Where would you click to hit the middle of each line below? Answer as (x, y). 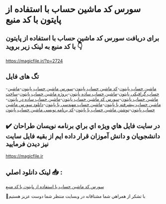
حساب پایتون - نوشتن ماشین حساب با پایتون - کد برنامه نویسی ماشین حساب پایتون (81, 109)
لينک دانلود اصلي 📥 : (34, 172)
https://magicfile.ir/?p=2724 (34, 61)
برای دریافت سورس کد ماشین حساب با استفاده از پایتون (83, 38)
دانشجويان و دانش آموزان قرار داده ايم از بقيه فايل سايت (83, 136)
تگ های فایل (22, 76)
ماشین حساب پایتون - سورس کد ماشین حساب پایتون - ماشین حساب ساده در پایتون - (82, 99)
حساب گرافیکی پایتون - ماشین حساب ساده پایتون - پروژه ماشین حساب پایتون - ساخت (83, 94)
